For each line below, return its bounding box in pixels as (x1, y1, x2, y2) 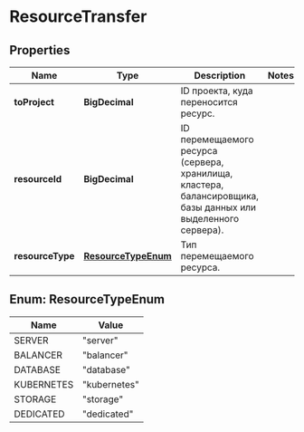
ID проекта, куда (180, 84, 253, 97)
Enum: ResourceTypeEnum (9, 292, 166, 307)
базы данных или (180, 201, 256, 214)
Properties (9, 43, 71, 58)
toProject (14, 96, 54, 108)
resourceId (14, 173, 62, 185)
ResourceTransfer (9, 6, 147, 27)
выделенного (180, 213, 240, 225)
